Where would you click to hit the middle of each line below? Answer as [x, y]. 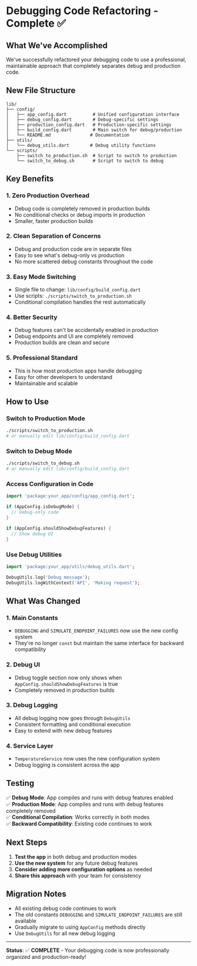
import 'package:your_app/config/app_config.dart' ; [70, 496]
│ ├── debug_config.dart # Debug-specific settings [82, 119]
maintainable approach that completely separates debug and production [93, 66]
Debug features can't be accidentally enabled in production [86, 330]
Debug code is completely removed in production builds [82, 208]
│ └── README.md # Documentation [68, 135]
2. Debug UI [23, 665]
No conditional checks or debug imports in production [80, 215]
